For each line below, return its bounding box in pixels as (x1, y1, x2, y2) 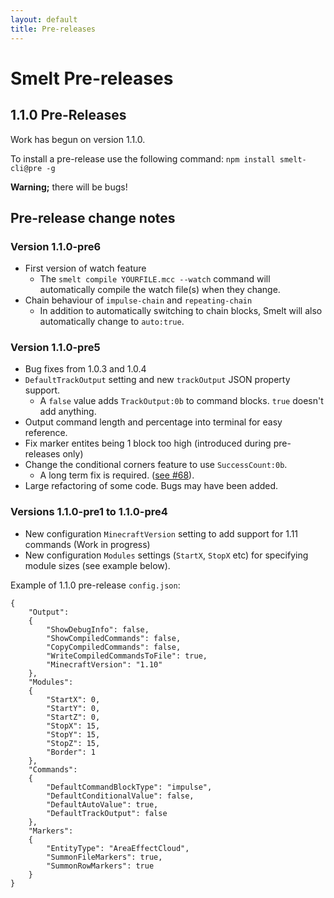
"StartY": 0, (46, 703, 101, 713)
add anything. (39, 406, 97, 418)
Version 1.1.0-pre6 (10, 239, 102, 253)
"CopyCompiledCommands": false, (46, 642, 182, 652)
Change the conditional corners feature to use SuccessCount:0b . (24, 459, 288, 471)
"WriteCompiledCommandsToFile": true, (46, 651, 208, 661)
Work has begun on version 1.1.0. (10, 133, 146, 145)
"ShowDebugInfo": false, (46, 624, 150, 635)
